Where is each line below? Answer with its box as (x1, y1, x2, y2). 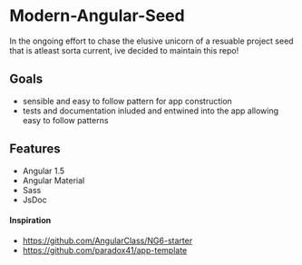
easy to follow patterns (22, 114, 109, 125)
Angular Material (22, 174, 85, 186)
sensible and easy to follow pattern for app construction (22, 95, 233, 106)
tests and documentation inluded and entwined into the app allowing (22, 105, 279, 116)
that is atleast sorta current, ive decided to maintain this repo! (9, 44, 239, 55)
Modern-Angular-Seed (9, 5, 185, 26)
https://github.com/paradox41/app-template (22, 244, 188, 255)
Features (9, 142, 61, 157)
